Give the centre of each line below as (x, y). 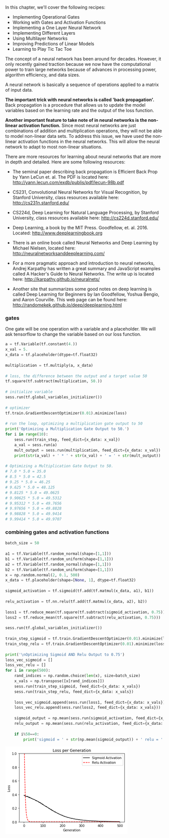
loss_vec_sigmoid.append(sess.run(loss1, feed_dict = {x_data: (79, 702)
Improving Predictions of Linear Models (53, 44)
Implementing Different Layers (44, 33)
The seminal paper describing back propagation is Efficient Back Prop (85, 172)
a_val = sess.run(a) (36, 445)
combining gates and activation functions (57, 532)
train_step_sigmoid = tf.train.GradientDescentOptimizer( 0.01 (72, 639)
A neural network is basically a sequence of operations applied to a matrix (82, 85)
